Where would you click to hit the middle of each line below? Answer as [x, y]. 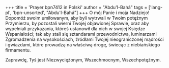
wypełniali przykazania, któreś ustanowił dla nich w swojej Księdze [75, 29]
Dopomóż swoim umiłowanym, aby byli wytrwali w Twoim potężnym [77, 18]
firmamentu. [18, 50]
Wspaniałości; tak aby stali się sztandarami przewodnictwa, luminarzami [81, 34]
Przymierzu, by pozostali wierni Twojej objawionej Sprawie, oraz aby [77, 23]
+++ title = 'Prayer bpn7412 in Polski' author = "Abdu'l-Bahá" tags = [76, 7]
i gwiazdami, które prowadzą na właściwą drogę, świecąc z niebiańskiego [83, 45]
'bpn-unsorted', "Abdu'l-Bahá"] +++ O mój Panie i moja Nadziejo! [81, 13]
